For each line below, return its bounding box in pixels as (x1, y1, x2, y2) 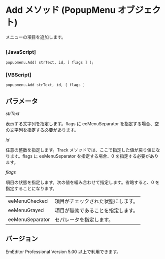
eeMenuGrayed (8, 207, 44, 214)
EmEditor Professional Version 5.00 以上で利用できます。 (5, 249, 121, 255)
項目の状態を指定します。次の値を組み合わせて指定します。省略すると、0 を (5, 179, 160, 185)
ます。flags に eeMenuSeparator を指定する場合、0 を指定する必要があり (9, 153, 159, 159)
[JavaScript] (5, 49, 36, 56)
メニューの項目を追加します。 (5, 34, 66, 40)
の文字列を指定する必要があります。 (5, 127, 79, 133)
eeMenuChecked (8, 197, 48, 204)
